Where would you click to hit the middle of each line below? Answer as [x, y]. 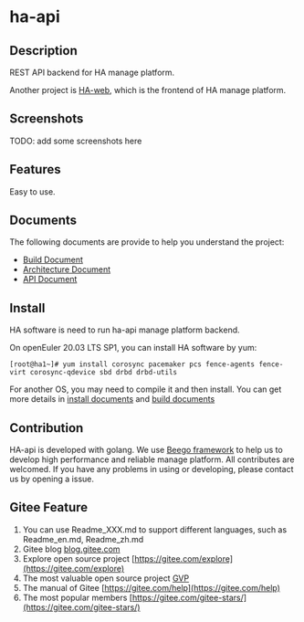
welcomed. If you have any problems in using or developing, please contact [152, 469]
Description [43, 51]
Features [35, 169]
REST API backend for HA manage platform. [92, 72]
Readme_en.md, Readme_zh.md [83, 539]
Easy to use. [33, 191]
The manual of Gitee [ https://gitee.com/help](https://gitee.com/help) [152, 587]
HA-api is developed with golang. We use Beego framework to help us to [146, 450]
